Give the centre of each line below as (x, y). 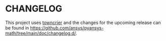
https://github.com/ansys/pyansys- (67, 27)
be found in (17, 27)
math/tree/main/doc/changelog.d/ (40, 33)
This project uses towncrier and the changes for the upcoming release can (83, 22)
